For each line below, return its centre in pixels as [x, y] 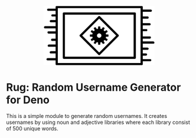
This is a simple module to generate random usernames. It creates [86, 116]
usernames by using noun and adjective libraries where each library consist [98, 122]
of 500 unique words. [32, 129]
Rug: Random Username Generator [94, 87]
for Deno [28, 100]
